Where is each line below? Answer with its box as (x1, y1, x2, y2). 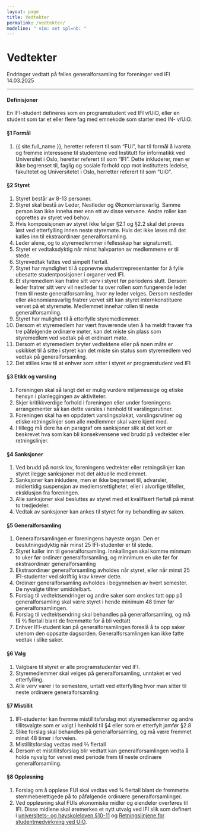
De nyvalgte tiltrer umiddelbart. (15, 586, 91, 593)
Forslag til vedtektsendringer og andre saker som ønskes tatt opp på (15, 592, 183, 599)
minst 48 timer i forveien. (15, 734, 77, 742)
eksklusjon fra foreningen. (15, 489, 80, 496)
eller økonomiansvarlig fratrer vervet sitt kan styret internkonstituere (15, 296, 183, 303)
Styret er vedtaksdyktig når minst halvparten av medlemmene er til (15, 245, 179, 253)
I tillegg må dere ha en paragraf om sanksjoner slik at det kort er (15, 424, 173, 431)
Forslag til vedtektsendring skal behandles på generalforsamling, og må (15, 611, 191, 618)
